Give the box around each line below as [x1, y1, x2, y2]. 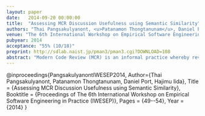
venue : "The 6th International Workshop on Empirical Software [6, 32, 171, 38]
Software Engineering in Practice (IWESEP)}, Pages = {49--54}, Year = [6, 97, 184, 104]
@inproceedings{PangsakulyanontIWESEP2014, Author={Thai [6, 71, 162, 78]
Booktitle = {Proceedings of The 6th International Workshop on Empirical [6, 90, 189, 98]
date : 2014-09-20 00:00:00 [6, 15, 81, 21]
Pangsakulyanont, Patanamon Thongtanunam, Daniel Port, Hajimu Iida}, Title [6, 78, 199, 85]
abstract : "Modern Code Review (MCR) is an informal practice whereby [6, 54, 190, 60]
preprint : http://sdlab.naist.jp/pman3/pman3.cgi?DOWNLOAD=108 [6, 49, 171, 55]
